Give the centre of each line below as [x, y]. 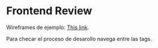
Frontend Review [49, 11]
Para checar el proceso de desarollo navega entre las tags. [79, 39]
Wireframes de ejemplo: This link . [48, 27]
